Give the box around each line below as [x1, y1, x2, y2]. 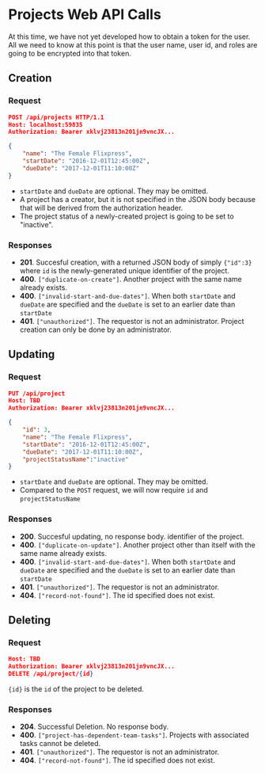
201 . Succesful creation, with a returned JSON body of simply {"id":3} [19, 257, 252, 267]
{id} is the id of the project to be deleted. [8, 684, 145, 694]
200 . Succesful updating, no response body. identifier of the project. [19, 531, 244, 541]
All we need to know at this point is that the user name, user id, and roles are [8, 40, 258, 49]
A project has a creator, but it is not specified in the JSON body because [19, 194, 256, 204]
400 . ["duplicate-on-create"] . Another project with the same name [19, 274, 243, 284]
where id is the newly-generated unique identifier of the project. [19, 265, 229, 275]
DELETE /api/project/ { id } [8, 670, 93, 678]
